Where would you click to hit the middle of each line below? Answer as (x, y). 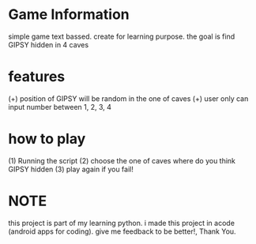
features (37, 77)
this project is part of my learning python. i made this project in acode (122, 223)
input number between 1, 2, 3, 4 (60, 107)
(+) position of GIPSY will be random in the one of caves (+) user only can (128, 98)
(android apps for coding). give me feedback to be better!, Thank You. (122, 231)
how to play (47, 139)
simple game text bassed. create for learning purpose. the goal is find (122, 36)
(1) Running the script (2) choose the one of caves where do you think (122, 160)
